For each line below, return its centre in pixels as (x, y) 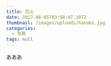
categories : (21, 28)
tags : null (20, 39)
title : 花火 (20, 12)
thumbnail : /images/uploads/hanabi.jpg (56, 23)
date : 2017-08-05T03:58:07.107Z (46, 17)
